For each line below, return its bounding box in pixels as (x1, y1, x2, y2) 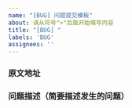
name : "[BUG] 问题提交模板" (8, 11, 93, 20)
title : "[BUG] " (8, 26, 61, 34)
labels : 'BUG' (8, 33, 55, 41)
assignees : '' (8, 41, 55, 49)
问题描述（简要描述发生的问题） (8, 91, 130, 102)
